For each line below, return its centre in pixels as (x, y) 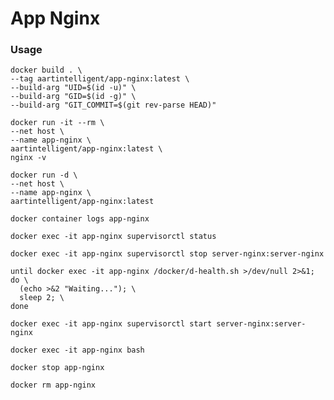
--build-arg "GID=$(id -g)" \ (73, 97)
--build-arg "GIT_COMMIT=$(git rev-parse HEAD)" (113, 105)
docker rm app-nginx (53, 385)
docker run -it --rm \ (57, 123)
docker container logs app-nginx (80, 219)
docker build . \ (46, 70)
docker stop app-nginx (57, 368)
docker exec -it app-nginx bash (77, 350)
